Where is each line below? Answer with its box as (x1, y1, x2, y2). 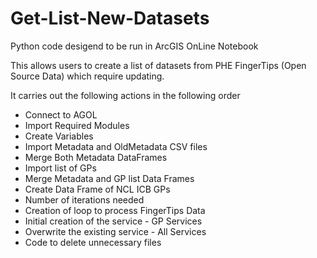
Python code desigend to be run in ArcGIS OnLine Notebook (10, 40, 259, 52)
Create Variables (24, 130, 94, 142)
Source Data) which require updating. (10, 70, 165, 82)
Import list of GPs (24, 162, 97, 174)
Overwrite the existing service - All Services (24, 225, 207, 237)
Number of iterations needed (24, 193, 145, 206)
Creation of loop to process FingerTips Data (24, 204, 206, 216)
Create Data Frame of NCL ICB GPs (24, 183, 171, 195)
